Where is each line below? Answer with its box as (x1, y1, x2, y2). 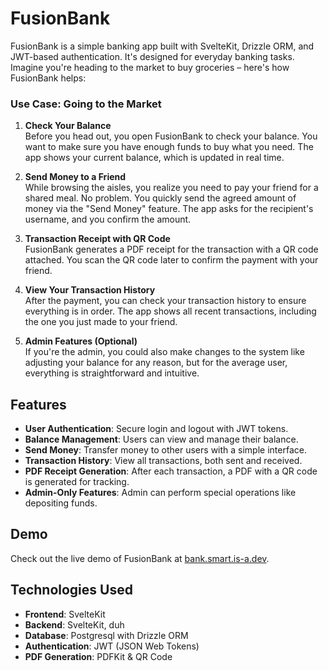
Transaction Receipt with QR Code (24, 233, 171, 245)
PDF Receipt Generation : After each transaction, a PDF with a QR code (24, 465, 318, 477)
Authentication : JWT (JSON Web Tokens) (24, 640, 200, 652)
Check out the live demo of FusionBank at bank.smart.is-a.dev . (10, 552, 270, 564)
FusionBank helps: (10, 72, 87, 84)
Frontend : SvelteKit (24, 608, 106, 620)
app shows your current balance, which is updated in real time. (24, 152, 285, 164)
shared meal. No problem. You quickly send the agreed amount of (24, 192, 297, 204)
